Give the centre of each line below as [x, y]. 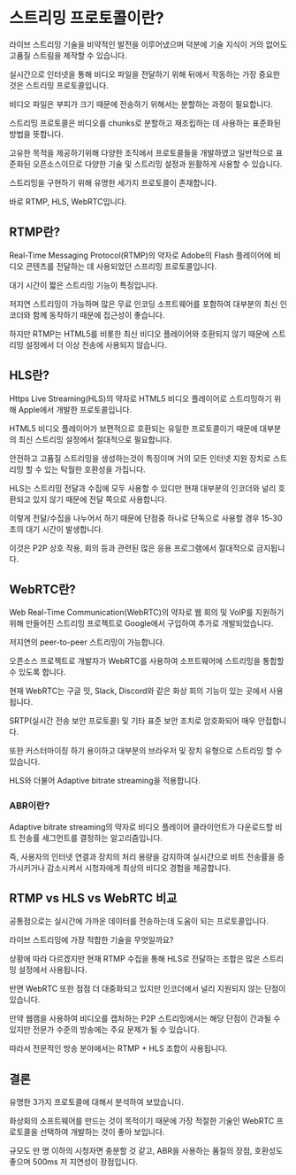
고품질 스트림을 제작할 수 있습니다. [68, 55]
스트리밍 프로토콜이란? [87, 18]
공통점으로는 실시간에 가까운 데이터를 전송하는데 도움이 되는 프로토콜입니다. [139, 921]
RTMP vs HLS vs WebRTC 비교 [93, 898]
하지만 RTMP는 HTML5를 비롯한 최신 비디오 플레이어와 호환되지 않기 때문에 [140, 334]
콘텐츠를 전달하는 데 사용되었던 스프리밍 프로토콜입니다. [121, 266]
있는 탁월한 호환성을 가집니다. [95, 469]
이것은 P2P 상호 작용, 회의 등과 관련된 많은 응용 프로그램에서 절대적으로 [132, 548]
